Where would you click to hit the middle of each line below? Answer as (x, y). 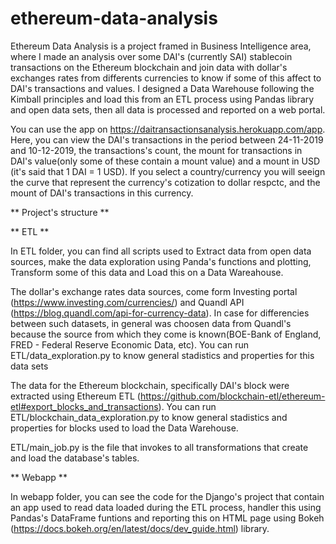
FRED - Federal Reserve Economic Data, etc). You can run (129, 344)
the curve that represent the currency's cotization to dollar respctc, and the (165, 182)
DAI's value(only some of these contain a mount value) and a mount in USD (165, 161)
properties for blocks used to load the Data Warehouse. (124, 428)
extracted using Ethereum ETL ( (75, 396)
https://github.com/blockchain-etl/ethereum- (232, 396)
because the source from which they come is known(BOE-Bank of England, (166, 334)
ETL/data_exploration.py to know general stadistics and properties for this (162, 355)
